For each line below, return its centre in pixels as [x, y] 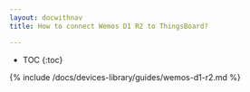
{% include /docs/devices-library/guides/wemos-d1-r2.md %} [125, 77]
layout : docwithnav [46, 18]
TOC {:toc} [43, 60]
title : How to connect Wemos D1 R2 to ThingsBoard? [109, 26]
